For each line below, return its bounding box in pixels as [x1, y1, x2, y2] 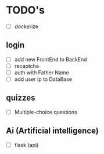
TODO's [6, 4, 45, 17]
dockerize [14, 23, 39, 30]
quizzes [6, 93, 35, 103]
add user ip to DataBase [14, 76, 73, 83]
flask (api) [14, 141, 39, 148]
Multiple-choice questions [14, 108, 77, 115]
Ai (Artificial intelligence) [6, 126, 99, 136]
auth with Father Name [14, 69, 70, 76]
